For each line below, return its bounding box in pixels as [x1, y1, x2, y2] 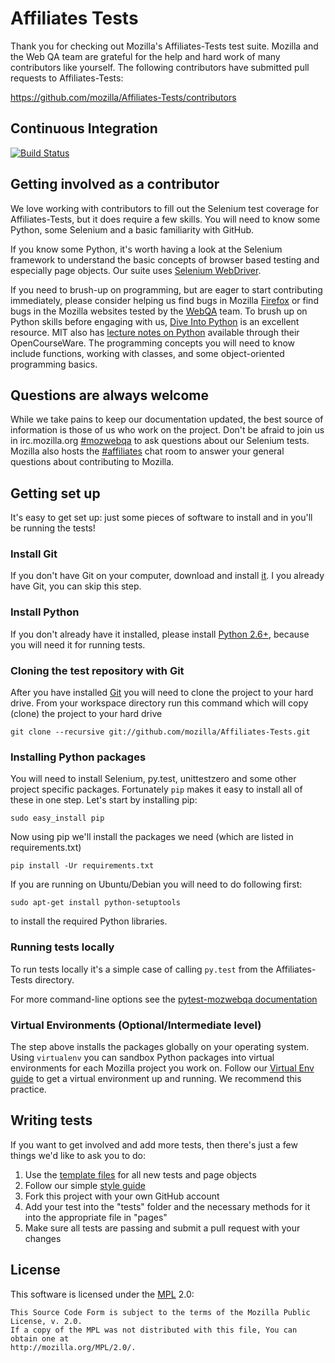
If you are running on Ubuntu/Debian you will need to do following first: [10, 878, 303, 891]
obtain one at [10, 1333, 70, 1344]
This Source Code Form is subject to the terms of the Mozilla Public [10, 1307, 311, 1317]
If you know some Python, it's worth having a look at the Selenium [10, 243, 283, 255]
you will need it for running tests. [10, 638, 146, 651]
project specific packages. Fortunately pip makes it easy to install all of [10, 783, 303, 796]
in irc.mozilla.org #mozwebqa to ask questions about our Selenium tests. [10, 435, 310, 447]
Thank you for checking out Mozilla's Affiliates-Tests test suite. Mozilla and [10, 40, 319, 52]
